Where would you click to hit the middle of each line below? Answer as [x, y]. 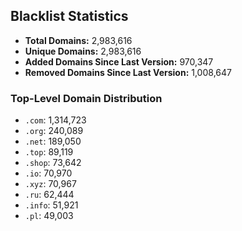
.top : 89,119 [49, 152]
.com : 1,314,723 [55, 120]
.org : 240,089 [54, 131]
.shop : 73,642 [53, 163]
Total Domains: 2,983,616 [78, 40]
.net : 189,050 [53, 141]
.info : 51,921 [51, 205]
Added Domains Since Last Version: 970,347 [119, 61]
